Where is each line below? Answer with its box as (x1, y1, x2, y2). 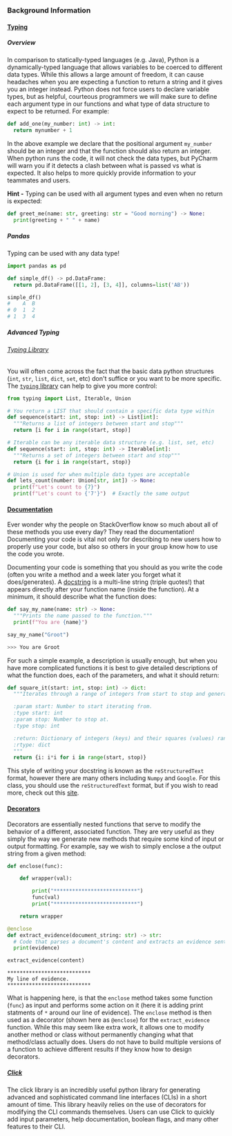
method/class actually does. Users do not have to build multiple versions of (7, 1038, 222, 1046)
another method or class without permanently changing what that (7, 1030, 193, 1039)
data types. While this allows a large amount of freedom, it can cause (7, 70, 204, 79)
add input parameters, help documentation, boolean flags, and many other (7, 1115, 219, 1124)
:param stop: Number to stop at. (13, 716, 110, 723)
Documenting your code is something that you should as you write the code (7, 563, 223, 571)
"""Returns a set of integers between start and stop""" (13, 452, 181, 459)
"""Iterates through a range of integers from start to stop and (13, 690, 206, 698)
